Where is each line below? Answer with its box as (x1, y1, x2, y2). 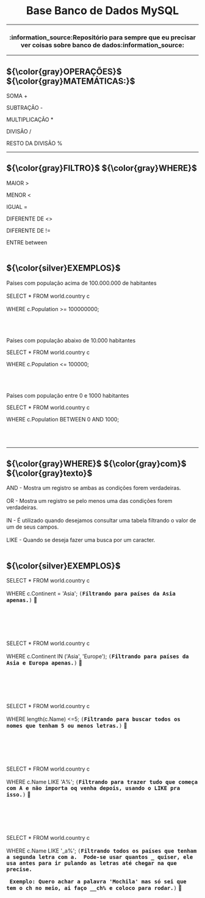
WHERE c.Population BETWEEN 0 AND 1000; (6, 415, 120, 423)
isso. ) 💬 (6, 791, 31, 798)
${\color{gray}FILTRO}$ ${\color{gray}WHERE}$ (6, 163, 197, 173)
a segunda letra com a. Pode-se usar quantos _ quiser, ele (6, 854, 193, 861)
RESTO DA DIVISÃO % (6, 140, 63, 147)
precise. (6, 866, 32, 873)
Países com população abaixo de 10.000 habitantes (6, 336, 136, 344)
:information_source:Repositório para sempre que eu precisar (9, 33, 196, 42)
